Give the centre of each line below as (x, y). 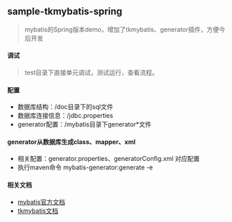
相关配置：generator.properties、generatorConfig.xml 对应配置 (108, 159)
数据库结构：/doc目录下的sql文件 (65, 107)
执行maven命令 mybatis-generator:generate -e (85, 167)
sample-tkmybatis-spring (65, 12)
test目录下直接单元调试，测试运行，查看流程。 (91, 72)
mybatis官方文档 (41, 202)
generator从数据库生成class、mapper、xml (71, 142)
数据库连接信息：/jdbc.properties (65, 116)
